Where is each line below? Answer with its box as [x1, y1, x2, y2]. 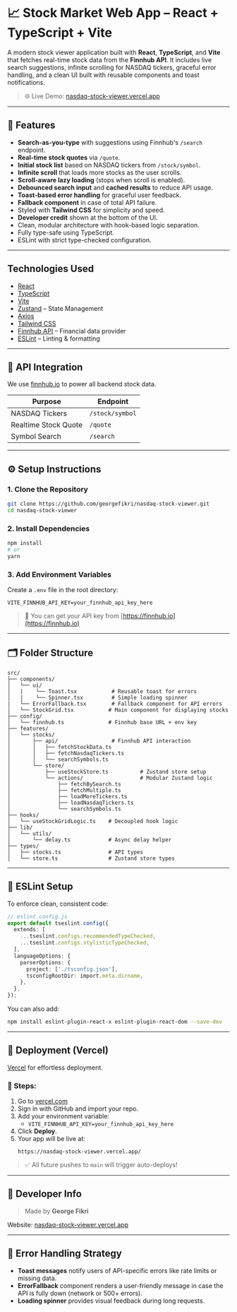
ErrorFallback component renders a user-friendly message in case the [17, 1281, 224, 1289]
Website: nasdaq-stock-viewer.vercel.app [7, 1220, 129, 1229]
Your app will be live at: [17, 1135, 86, 1143]
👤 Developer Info [7, 1188, 83, 1200]
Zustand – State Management [17, 304, 104, 312]
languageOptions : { [13, 952, 71, 959]
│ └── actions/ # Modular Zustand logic [7, 774, 213, 781]
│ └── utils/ [7, 830, 52, 837]
